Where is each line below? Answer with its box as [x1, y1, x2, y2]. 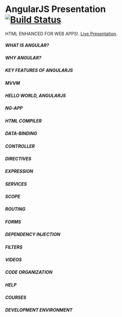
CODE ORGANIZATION [5, 269, 53, 275]
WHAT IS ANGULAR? [5, 42, 49, 48]
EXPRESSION [5, 168, 33, 174]
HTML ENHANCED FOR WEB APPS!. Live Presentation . [5, 30, 118, 36]
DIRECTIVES [5, 155, 31, 161]
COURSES [5, 294, 26, 300]
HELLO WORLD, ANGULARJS [5, 92, 66, 98]
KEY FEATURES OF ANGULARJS [5, 67, 73, 73]
